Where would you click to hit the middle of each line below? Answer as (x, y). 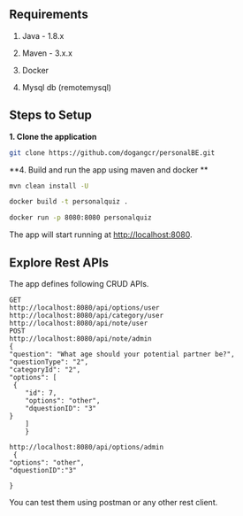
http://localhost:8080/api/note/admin (80, 339)
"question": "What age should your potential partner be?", (122, 354)
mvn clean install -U (49, 186)
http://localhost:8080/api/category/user (87, 315)
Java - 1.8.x (43, 35)
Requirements (49, 15)
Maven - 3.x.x (47, 53)
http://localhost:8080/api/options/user (85, 308)
